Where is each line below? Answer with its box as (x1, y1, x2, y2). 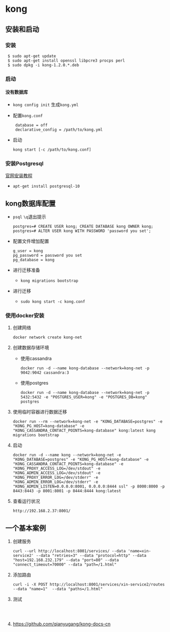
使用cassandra (20, 355, 52, 362)
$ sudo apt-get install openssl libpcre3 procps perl (7, 58, 125, 63)
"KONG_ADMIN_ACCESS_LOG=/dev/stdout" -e (12, 471, 101, 476)
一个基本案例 (5, 523, 46, 532)
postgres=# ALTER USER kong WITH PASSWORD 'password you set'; (12, 228, 152, 234)
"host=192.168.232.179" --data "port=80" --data (12, 557, 119, 563)
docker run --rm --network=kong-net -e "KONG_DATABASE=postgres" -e (12, 419, 163, 424)
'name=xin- (127, 549, 152, 554)
